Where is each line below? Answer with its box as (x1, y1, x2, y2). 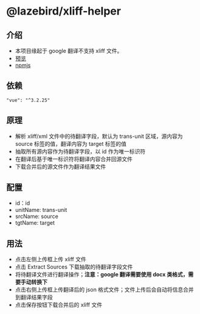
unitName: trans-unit (15, 206, 67, 214)
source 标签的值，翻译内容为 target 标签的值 (15, 140, 126, 147)
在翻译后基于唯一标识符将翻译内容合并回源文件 (15, 155, 133, 162)
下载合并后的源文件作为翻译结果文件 (15, 163, 106, 170)
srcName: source (15, 213, 59, 220)
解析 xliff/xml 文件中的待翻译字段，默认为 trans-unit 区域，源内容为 (15, 132, 184, 140)
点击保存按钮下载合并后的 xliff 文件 (15, 301, 102, 309)
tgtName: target (15, 219, 55, 227)
